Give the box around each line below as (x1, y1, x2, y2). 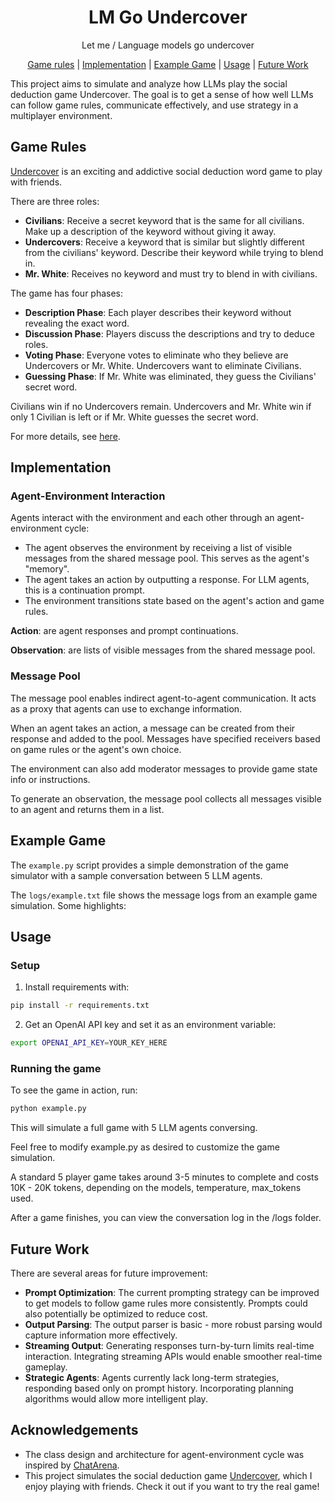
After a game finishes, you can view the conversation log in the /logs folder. (10, 1212, 322, 1224)
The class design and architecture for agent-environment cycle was (24, 1448, 305, 1460)
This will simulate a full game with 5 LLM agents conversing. (10, 1122, 258, 1134)
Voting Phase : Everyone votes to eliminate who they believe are (24, 349, 289, 361)
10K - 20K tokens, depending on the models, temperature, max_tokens (10, 1182, 302, 1194)
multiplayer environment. (10, 109, 113, 121)
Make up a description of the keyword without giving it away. (24, 225, 277, 237)
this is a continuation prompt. (24, 584, 145, 596)
